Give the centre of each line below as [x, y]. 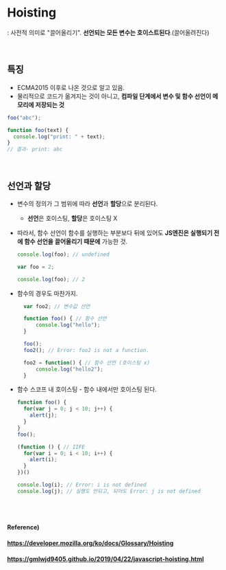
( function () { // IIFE [51, 447]
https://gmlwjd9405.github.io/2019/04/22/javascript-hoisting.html [105, 559]
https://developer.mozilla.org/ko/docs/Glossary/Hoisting [90, 543]
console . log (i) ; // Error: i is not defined [81, 485]
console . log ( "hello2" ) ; [70, 369]
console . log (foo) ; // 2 [51, 279]
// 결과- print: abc [35, 149]
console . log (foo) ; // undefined [63, 254]
